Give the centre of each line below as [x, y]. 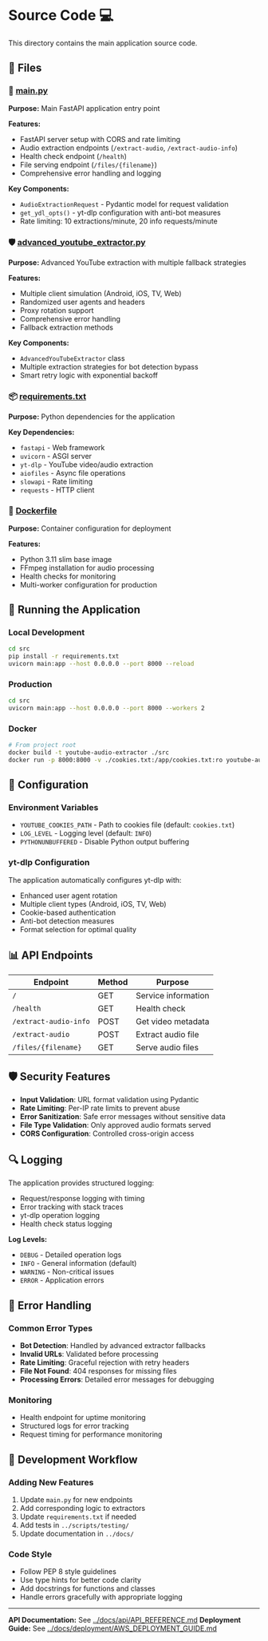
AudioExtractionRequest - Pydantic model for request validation [124, 204]
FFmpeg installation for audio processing [87, 567]
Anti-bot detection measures [67, 921]
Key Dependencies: [41, 433]
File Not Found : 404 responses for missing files [98, 1370]
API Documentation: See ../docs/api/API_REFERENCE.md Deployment [125, 1620]
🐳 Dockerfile [33, 511]
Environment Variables [53, 808]
